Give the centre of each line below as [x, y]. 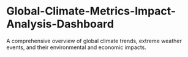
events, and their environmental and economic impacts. [77, 47]
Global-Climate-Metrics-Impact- [91, 11]
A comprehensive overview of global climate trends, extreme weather [94, 41]
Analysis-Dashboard [60, 24]
